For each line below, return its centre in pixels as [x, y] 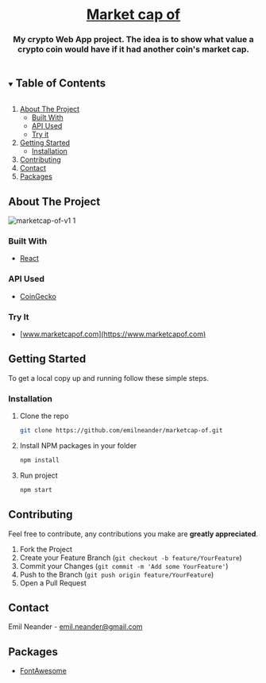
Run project [39, 475]
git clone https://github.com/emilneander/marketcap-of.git [121, 431]
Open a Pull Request [53, 583]
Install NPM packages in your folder [78, 445]
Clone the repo [44, 416]
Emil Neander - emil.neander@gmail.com [75, 627]
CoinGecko [38, 296]
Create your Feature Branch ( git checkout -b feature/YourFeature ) [131, 558]
